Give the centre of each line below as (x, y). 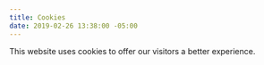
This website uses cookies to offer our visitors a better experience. (132, 51)
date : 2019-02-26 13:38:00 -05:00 (74, 26)
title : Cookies (38, 17)
